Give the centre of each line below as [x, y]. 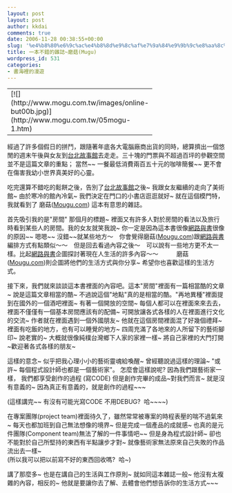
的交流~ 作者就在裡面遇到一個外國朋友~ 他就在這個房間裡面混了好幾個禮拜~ [115, 320]
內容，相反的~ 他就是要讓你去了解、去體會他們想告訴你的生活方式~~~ [119, 483]
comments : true [29, 33]
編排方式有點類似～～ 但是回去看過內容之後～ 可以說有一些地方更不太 [110, 245]
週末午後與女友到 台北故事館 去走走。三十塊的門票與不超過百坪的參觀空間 [122, 155]
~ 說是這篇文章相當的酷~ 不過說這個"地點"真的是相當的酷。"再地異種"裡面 [112, 294]
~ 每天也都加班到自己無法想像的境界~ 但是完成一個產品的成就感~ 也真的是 [113, 425]
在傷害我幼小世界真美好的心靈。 [52, 172]
